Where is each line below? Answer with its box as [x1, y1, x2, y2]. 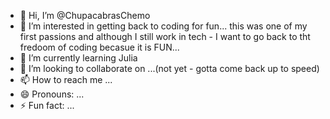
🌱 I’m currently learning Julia [19, 52, 138, 64]
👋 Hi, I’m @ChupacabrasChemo [19, 10, 151, 21]
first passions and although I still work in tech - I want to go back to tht [19, 31, 311, 42]
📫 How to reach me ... [19, 74, 113, 85]
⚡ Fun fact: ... [19, 100, 75, 111]
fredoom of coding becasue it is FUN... [19, 41, 180, 53]
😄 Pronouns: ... [19, 88, 85, 100]
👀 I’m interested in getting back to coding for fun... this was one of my [19, 20, 308, 32]
